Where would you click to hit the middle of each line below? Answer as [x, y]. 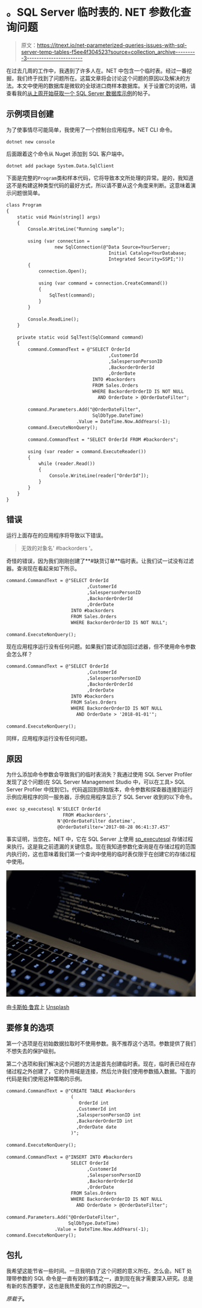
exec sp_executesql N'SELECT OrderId [54, 809]
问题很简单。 [27, 192]
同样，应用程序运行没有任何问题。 [48, 738]
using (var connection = [59, 241]
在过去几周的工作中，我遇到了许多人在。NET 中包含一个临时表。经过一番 [96, 70]
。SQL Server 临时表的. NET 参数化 [93, 12]
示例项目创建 [30, 114]
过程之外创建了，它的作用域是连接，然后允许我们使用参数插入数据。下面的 [103, 1071]
